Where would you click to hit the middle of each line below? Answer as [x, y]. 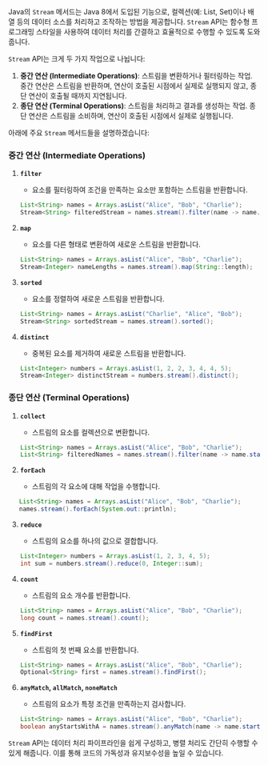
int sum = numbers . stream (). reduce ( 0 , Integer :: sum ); [112, 563]
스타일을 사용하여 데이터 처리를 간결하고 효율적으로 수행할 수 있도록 [140, 32]
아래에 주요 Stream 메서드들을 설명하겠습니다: [79, 133]
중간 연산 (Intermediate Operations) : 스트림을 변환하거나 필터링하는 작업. [136, 76]
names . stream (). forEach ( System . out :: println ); [98, 509]
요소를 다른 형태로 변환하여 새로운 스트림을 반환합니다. [116, 244]
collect [32, 416]
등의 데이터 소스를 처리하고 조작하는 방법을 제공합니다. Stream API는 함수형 [133, 22]
